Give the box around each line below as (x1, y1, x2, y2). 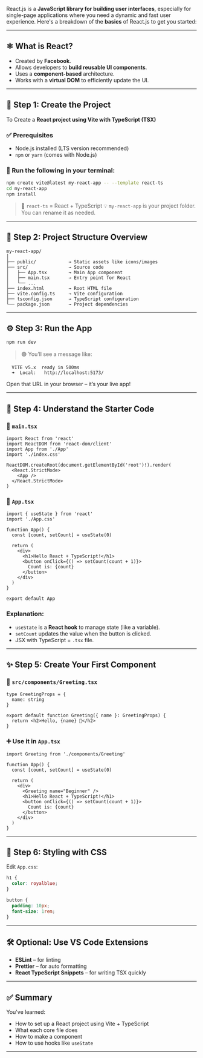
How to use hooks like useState (14, 1039, 94, 1046)
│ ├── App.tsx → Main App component (6, 269, 123, 275)
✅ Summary (6, 992, 53, 1002)
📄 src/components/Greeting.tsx (6, 677, 98, 686)
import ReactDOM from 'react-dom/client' (6, 441, 112, 447)
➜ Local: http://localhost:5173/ (11, 370, 104, 376)
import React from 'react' (6, 436, 74, 442)
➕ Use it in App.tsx (6, 737, 60, 746)
